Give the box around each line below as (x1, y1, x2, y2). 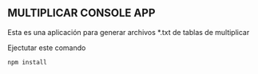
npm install (7, 58, 47, 66)
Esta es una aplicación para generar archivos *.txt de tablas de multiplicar (7, 27, 250, 37)
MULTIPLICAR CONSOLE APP (7, 6, 156, 20)
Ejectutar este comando (7, 43, 86, 53)
